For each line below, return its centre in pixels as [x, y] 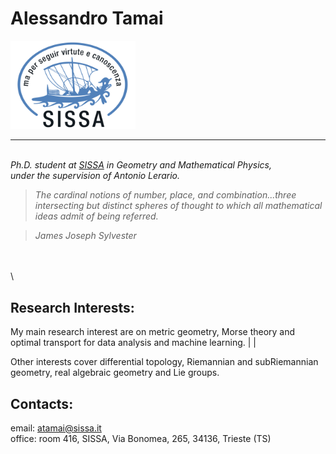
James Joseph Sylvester [85, 236]
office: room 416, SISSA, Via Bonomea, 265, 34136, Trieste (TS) [141, 438]
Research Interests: [72, 307]
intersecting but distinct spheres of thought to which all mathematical [178, 206]
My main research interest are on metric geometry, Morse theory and [153, 332]
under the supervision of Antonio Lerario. [95, 176]
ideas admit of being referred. [96, 216]
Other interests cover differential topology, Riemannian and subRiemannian [164, 362]
